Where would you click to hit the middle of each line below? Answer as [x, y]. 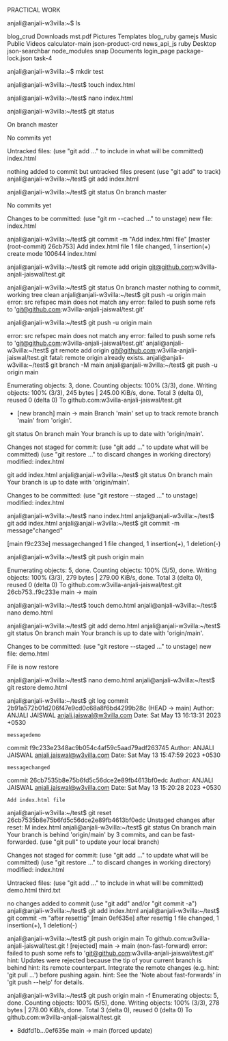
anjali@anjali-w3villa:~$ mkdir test [55, 72]
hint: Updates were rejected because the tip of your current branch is [104, 960]
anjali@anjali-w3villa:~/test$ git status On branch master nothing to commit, [114, 287]
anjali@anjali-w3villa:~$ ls [44, 23]
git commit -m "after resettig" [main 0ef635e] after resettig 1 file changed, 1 [113, 918]
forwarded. [23, 842]
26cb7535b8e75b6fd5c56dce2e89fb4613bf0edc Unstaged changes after [111, 820]
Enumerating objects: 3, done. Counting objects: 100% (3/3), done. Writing [112, 385]
